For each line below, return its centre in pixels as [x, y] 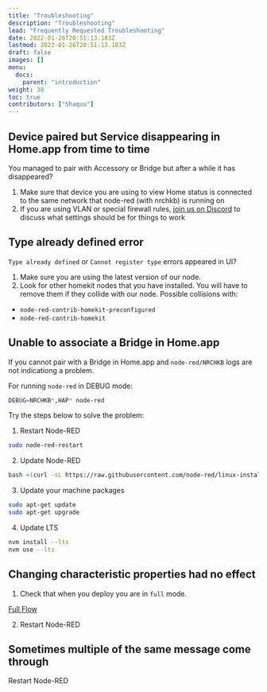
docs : [25, 75]
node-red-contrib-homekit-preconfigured [87, 310]
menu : [17, 68]
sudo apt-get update [43, 505]
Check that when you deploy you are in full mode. [103, 593]
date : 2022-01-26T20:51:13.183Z [62, 38]
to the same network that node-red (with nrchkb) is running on [122, 200]
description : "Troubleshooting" [62, 23]
